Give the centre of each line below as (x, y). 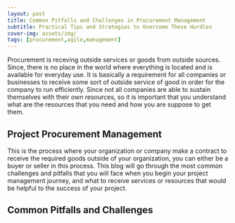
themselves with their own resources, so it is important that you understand (117, 97)
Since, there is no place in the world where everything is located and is (110, 67)
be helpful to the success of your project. (67, 188)
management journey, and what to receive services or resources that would (117, 180)
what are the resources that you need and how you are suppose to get (109, 104)
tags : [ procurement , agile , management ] (64, 40)
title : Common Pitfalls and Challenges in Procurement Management (107, 20)
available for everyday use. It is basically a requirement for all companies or (117, 75)
